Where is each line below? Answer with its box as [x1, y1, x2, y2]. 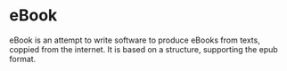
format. [9, 53, 37, 64]
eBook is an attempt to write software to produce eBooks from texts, [9, 35, 260, 45]
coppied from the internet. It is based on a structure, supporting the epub [9, 43, 278, 54]
